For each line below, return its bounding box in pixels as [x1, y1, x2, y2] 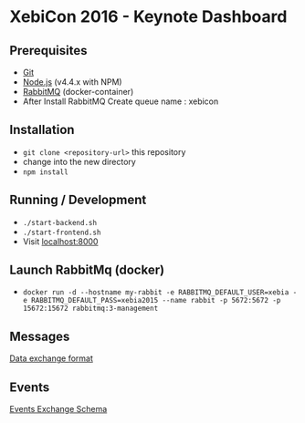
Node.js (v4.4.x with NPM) [22, 77, 122, 88]
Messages [9, 328, 70, 344]
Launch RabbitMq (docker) [9, 263, 165, 278]
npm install [22, 167, 68, 177]
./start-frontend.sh [22, 228, 101, 237]
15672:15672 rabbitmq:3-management [22, 304, 159, 314]
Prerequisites [9, 43, 88, 58]
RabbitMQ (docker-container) [22, 87, 134, 97]
